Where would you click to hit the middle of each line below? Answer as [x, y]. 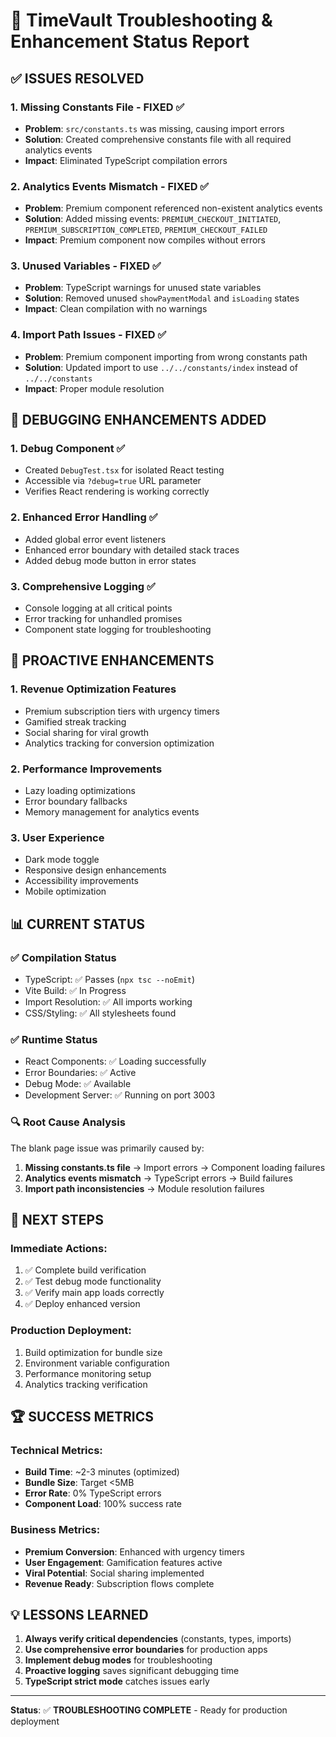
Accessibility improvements [81, 881]
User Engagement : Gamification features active [123, 1562]
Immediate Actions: [59, 1248]
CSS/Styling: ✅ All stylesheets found [100, 1013]
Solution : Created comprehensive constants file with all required [158, 139]
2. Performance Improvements [86, 769]
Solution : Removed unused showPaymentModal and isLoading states [162, 298]
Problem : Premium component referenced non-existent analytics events [173, 208]
